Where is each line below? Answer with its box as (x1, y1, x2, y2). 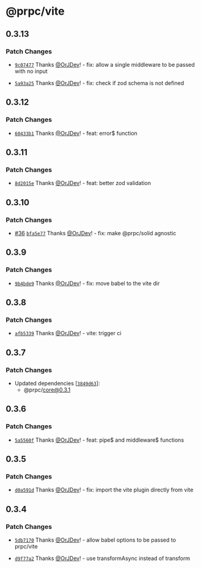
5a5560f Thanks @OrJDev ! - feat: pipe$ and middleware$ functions (14, 436, 185, 444)
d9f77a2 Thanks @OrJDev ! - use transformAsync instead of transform (14, 555, 191, 562)
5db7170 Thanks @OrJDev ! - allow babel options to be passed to (14, 536, 177, 543)
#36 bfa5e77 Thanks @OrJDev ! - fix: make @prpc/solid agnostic (14, 229, 177, 237)
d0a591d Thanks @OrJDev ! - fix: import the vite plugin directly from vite (14, 486, 194, 494)
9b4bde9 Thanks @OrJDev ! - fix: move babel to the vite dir (14, 279, 160, 287)
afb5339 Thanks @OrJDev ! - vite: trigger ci (14, 330, 122, 337)
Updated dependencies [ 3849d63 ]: (14, 380, 100, 387)
